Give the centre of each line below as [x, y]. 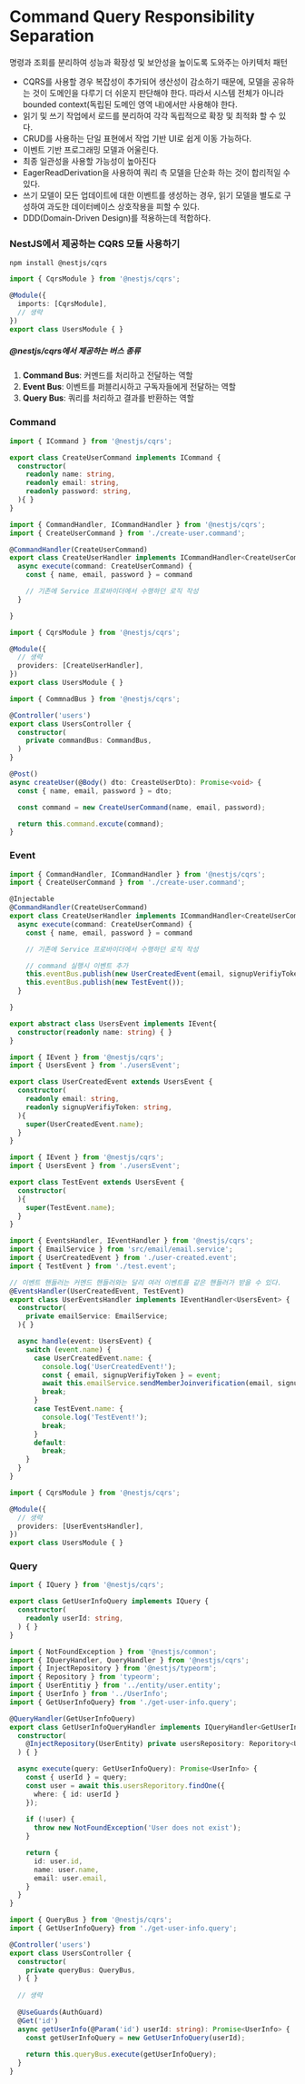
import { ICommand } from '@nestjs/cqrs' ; [91, 441]
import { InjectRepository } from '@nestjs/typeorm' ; [113, 1669]
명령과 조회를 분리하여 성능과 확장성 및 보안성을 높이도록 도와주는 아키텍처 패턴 [149, 62]
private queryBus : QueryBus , [81, 1970]
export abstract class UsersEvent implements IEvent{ [113, 1024]
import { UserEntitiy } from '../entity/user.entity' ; [115, 1686]
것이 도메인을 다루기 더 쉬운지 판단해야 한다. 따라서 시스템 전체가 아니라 [158, 93]
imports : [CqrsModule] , [62, 303]
